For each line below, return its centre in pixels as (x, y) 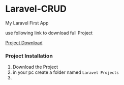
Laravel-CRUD (36, 9)
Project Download (24, 42)
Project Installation (29, 55)
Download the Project (35, 67)
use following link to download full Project (49, 33)
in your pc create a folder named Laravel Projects (66, 72)
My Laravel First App (27, 23)
